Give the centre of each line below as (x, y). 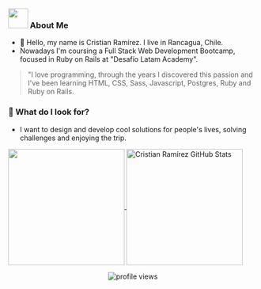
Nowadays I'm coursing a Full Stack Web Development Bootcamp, (127, 51)
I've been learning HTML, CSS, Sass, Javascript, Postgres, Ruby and (139, 83)
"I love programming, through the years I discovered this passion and (140, 74)
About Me (49, 25)
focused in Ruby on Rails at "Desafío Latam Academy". (109, 59)
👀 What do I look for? (49, 112)
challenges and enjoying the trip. (73, 138)
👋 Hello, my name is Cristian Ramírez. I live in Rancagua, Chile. (121, 43)
